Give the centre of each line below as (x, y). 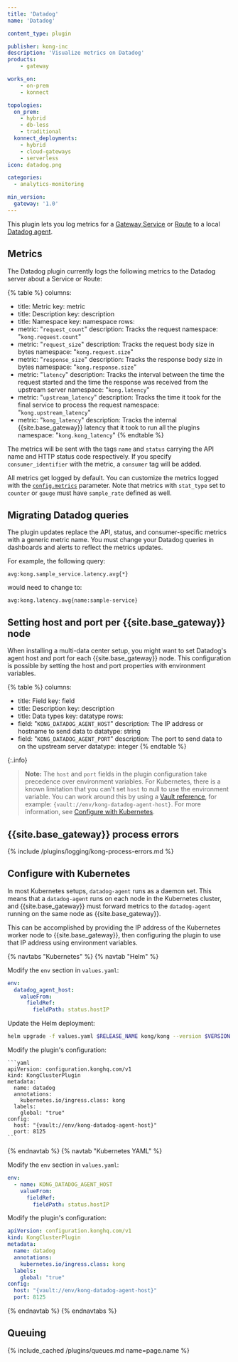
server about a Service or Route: (55, 279)
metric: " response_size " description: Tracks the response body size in (120, 359)
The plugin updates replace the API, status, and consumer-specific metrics (117, 532)
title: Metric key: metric (51, 306)
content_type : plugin (39, 33)
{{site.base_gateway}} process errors (93, 834)
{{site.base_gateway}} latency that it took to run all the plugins (109, 427)
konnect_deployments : (46, 138)
